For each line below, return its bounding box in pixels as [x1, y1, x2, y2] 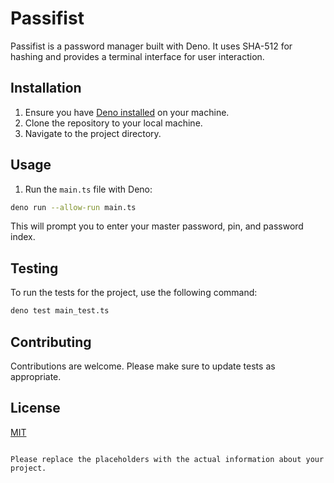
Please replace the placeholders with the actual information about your [10, 454, 325, 464]
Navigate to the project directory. [24, 127, 162, 139]
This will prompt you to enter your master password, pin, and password [10, 220, 304, 232]
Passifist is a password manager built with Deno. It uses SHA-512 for [10, 40, 293, 52]
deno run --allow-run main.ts [10, 202, 137, 212]
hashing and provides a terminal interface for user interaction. [10, 50, 265, 62]
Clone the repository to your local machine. [24, 117, 203, 129]
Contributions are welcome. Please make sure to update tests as [10, 360, 276, 372]
